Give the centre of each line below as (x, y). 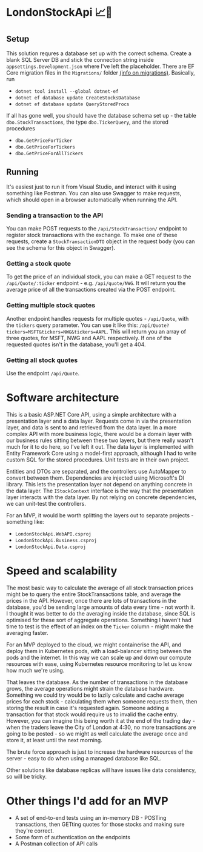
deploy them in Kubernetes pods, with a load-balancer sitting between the (99, 651)
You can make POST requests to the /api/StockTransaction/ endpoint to (97, 229)
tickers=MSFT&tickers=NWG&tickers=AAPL (57, 332)
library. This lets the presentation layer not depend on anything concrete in (99, 484)
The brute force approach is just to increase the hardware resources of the (99, 752)
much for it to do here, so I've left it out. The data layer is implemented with (100, 446)
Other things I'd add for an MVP (87, 801)
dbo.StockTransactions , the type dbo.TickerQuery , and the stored (87, 122)
